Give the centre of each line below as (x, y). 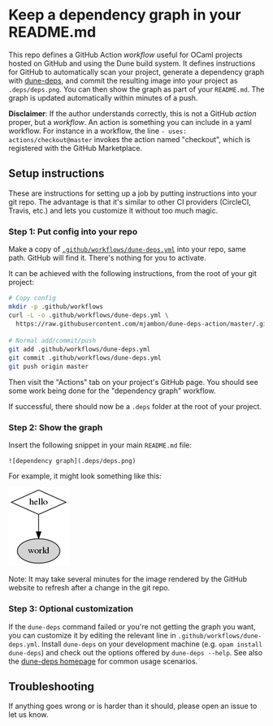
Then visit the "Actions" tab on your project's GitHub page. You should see (133, 382)
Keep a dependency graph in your (125, 15)
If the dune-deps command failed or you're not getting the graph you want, (132, 626)
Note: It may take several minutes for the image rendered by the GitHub (128, 579)
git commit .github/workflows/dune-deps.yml (85, 358)
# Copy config (32, 298)
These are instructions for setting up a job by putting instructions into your (133, 193)
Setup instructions (56, 173)
